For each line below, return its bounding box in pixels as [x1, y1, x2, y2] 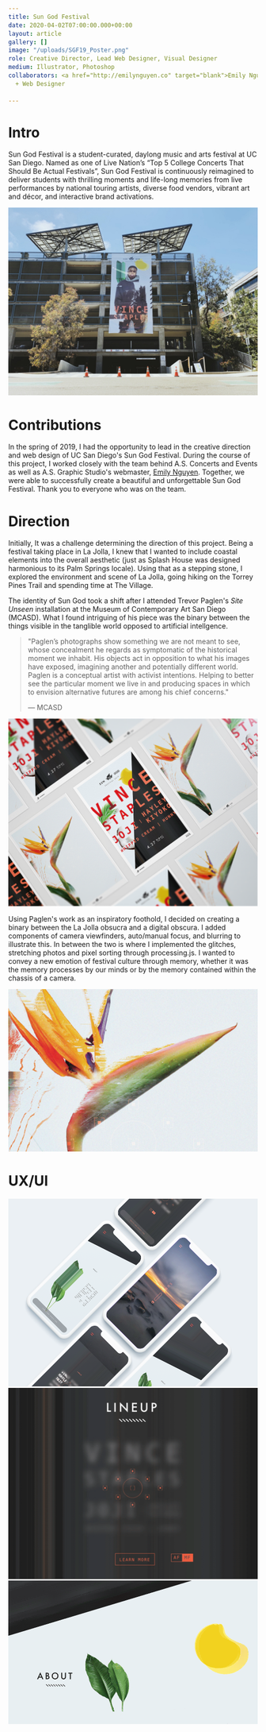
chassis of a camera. [8, 973, 77, 983]
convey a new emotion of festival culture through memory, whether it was [8, 957, 249, 966]
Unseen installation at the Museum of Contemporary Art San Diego [8, 605, 226, 614]
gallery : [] [8, 38, 47, 46]
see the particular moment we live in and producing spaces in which [27, 679, 251, 689]
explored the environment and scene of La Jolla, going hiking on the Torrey [8, 572, 253, 582]
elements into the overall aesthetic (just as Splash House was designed [8, 555, 241, 565]
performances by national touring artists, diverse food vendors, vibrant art [8, 184, 250, 193]
